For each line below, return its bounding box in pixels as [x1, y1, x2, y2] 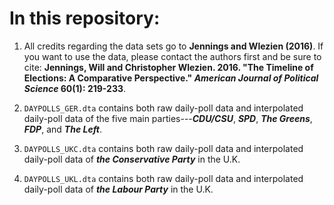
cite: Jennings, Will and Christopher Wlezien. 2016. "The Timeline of [23, 61, 314, 73]
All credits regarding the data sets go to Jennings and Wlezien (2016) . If [23, 40, 324, 52]
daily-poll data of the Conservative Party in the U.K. [23, 153, 241, 165]
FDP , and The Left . [23, 123, 103, 135]
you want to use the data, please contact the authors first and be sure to [23, 50, 322, 62]
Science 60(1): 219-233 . [23, 82, 127, 94]
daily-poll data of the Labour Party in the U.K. [23, 183, 214, 195]
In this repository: [9, 7, 161, 30]
